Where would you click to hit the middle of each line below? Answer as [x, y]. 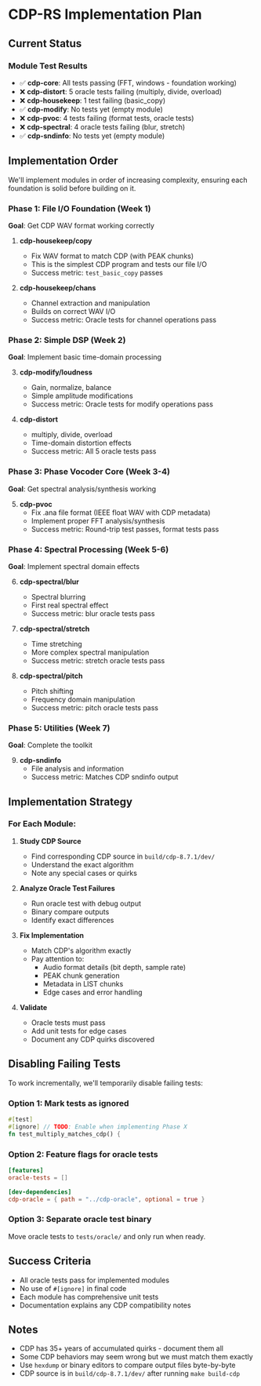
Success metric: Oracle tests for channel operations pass [124, 319]
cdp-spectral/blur [49, 582]
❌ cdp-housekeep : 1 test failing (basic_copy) [92, 100]
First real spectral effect [70, 605]
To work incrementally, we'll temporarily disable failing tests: [106, 1083]
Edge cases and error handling [92, 992]
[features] [26, 1170]
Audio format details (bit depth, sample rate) [114, 967]
